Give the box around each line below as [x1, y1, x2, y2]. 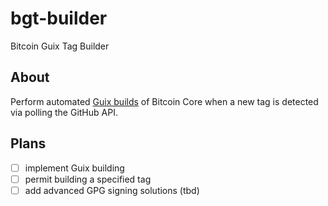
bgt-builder [10, 7, 108, 30]
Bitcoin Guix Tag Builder [10, 40, 110, 52]
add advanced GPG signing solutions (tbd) [24, 184, 200, 196]
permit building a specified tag [24, 173, 152, 185]
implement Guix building [24, 162, 125, 174]
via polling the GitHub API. [10, 106, 118, 118]
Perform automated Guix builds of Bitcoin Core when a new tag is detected [10, 95, 319, 107]
